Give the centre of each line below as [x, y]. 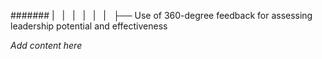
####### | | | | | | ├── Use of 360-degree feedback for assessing [161, 15]
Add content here [46, 45]
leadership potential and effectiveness [89, 26]
